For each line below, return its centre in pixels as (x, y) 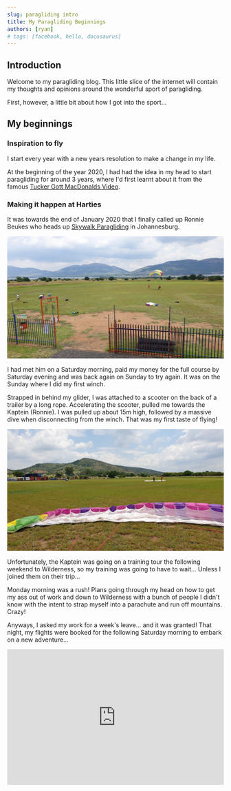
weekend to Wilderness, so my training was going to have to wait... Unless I (114, 569)
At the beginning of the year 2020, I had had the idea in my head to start (109, 171)
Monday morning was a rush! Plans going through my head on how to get (111, 590)
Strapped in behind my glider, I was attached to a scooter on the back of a (112, 397)
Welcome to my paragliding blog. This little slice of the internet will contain (113, 82)
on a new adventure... (38, 640)
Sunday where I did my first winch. (56, 384)
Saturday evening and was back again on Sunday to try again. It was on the (114, 377)
